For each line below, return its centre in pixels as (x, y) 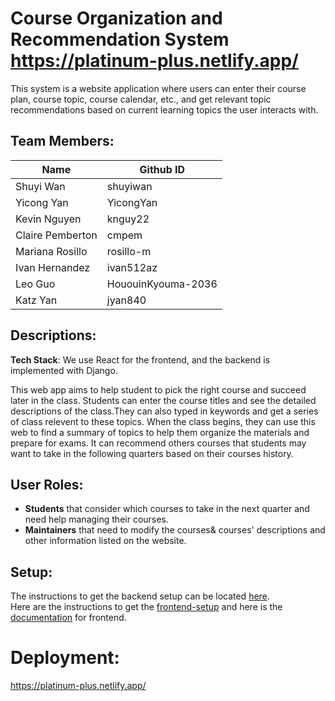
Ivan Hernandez (53, 267)
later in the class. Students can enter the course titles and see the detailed (163, 400)
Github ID (162, 169)
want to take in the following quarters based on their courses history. (152, 453)
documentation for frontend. (68, 618)
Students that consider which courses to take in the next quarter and (167, 509)
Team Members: (62, 141)
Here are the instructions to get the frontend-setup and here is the (146, 607)
